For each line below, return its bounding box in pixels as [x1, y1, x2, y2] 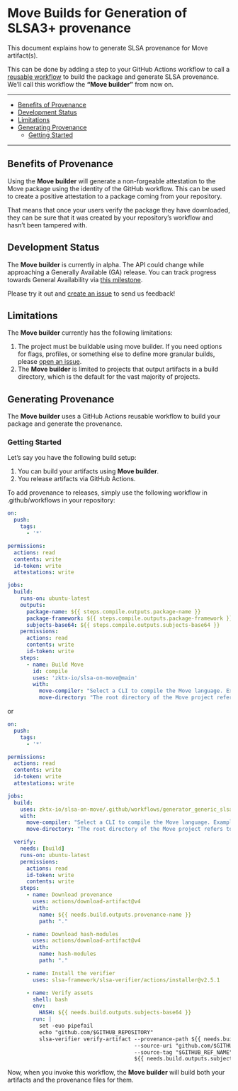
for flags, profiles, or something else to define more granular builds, [17, 350, 215, 358]
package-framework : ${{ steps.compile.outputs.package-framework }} [25, 615, 233, 622]
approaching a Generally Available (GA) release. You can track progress [7, 268, 217, 276]
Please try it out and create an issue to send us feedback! [7, 289, 176, 298]
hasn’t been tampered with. [7, 220, 87, 229]
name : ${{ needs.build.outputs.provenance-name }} [38, 911, 192, 918]
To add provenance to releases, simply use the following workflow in [7, 488, 208, 497]
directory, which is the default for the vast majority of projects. [17, 372, 200, 381]
